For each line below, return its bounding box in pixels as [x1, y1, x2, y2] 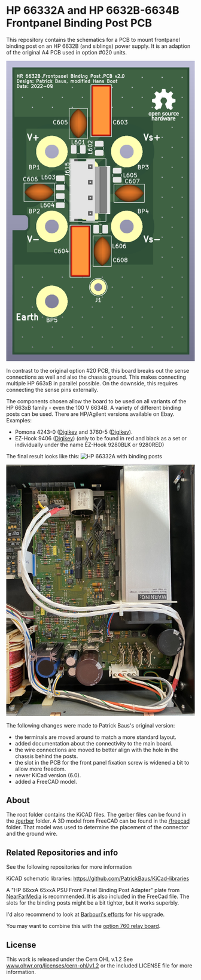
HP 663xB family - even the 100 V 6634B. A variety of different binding [6, 404, 181, 411]
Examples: [6, 416, 32, 424]
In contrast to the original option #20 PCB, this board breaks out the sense [6, 367, 190, 374]
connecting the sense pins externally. [6, 386, 99, 393]
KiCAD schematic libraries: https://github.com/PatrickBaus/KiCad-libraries [6, 875, 190, 882]
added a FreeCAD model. [14, 778, 77, 785]
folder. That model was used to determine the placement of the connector [6, 824, 188, 831]
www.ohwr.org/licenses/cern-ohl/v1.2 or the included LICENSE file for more [6, 962, 193, 969]
